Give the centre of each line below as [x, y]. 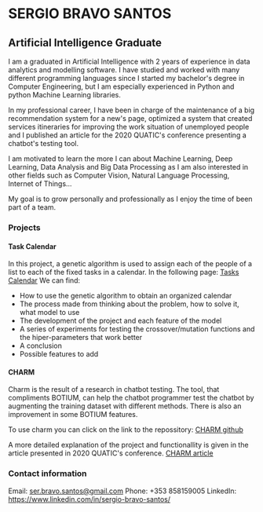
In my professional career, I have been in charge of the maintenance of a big [131, 110]
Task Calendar [32, 246]
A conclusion [41, 346]
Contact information [48, 474]
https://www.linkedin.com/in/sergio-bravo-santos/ [89, 499]
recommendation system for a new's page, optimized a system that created [130, 118]
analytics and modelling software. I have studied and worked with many [124, 70]
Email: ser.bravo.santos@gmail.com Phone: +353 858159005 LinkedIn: [122, 491]
